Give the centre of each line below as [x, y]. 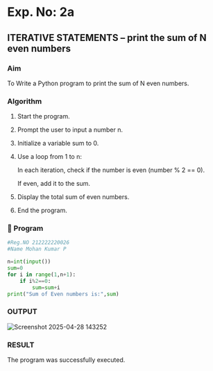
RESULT [21, 345]
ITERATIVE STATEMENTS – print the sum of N [107, 38]
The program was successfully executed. [66, 360]
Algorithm [25, 101]
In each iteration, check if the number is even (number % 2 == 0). [111, 170]
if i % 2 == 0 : [35, 281]
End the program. [42, 210]
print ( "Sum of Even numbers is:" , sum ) [63, 294]
